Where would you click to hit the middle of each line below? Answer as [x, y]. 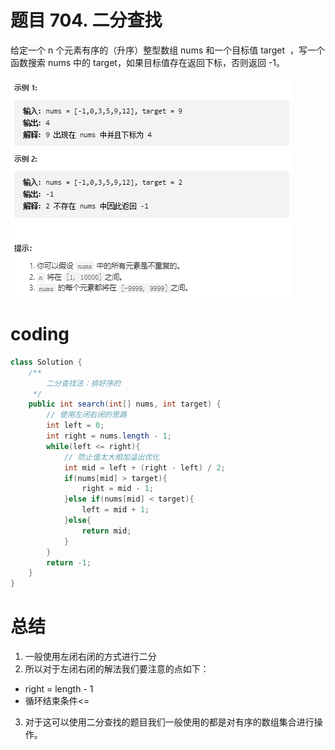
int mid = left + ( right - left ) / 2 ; [144, 467]
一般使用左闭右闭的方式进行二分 [90, 657]
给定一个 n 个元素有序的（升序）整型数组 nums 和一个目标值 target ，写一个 [167, 50]
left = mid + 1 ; [115, 510]
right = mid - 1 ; [118, 489]
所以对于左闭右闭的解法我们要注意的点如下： [117, 669]
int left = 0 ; [75, 426]
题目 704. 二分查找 [86, 20]
